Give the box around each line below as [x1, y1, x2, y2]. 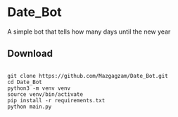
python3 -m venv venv [7, 85, 71, 92]
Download [7, 48, 53, 60]
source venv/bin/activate [7, 90, 83, 98]
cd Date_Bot [7, 78, 42, 85]
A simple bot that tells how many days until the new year [7, 27, 171, 36]
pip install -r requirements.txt [7, 97, 106, 104]
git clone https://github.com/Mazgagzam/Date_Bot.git [7, 72, 169, 79]
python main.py [7, 103, 52, 110]
